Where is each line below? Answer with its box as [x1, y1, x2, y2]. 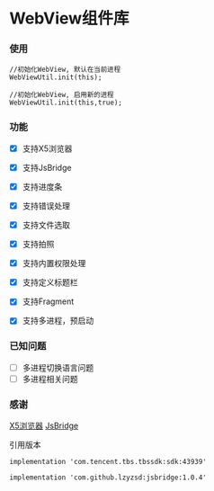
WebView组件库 [9, 8, 129, 29]
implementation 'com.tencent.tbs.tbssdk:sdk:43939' [9, 458, 207, 467]
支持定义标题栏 [22, 277, 78, 288]
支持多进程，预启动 [22, 316, 94, 326]
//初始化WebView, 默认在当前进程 [9, 65, 121, 75]
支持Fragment [22, 296, 75, 307]
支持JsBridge [22, 162, 72, 173]
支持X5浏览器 [22, 143, 73, 154]
